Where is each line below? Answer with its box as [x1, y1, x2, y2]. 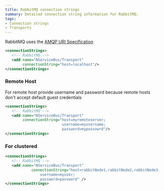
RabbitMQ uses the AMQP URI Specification [5, 39, 94, 45]
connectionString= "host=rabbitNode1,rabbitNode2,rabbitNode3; [31, 167, 161, 172]
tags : [5, 16, 16, 21]
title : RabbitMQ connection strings [5, 7, 80, 12]
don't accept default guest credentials [5, 94, 82, 100]
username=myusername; [61, 122, 106, 127]
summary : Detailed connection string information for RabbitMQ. [5, 12, 139, 17]
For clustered [5, 143, 38, 149]
